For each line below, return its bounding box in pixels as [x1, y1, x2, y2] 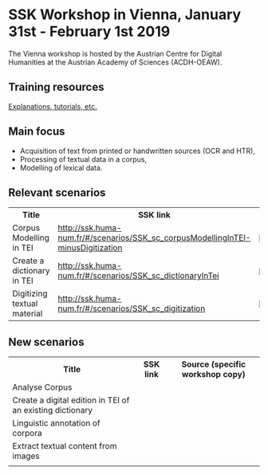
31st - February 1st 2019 [8, 22, 171, 41]
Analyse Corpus [12, 382, 73, 393]
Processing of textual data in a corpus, [19, 154, 148, 164]
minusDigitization [57, 242, 123, 253]
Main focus [8, 125, 65, 139]
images [12, 450, 40, 461]
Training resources [8, 80, 104, 94]
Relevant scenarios [8, 186, 106, 199]
